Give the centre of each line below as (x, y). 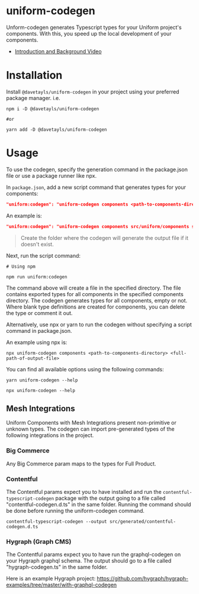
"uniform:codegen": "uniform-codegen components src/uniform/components (98, 226)
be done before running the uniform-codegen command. (76, 510)
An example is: (24, 216)
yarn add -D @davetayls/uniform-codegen (57, 129)
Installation (34, 76)
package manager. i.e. (33, 98)
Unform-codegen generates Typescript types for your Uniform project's (94, 27)
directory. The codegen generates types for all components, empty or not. (97, 300)
